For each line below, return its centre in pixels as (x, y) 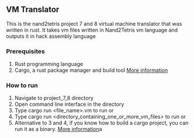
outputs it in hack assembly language (51, 36)
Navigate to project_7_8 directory (54, 98)
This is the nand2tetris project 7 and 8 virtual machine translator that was (94, 23)
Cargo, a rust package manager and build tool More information (91, 70)
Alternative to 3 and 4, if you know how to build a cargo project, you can (101, 123)
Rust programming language (49, 64)
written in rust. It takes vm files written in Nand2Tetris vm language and (92, 30)
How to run (22, 85)
